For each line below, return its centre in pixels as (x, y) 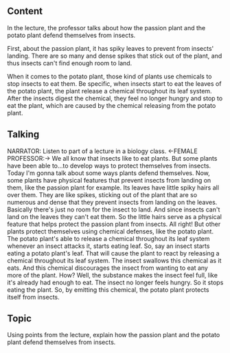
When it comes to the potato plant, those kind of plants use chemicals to (110, 76)
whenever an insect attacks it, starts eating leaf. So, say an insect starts (108, 246)
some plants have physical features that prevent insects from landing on (109, 180)
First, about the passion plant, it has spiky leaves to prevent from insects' (111, 48)
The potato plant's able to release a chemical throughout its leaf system (108, 238)
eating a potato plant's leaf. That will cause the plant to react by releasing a (113, 253)
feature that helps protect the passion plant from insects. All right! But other (114, 224)
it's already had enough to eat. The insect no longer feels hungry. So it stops (115, 282)
